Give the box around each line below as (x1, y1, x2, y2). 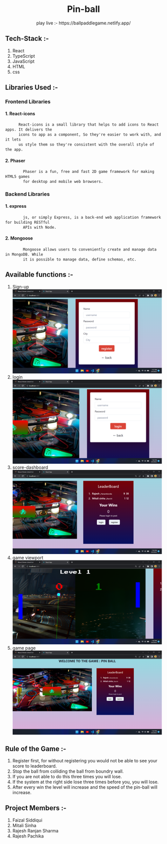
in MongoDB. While (5, 252, 43, 257)
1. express (5, 203, 26, 209)
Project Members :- (5, 804, 67, 813)
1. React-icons (5, 111, 36, 117)
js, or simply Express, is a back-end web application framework (23, 215, 162, 220)
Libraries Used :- (5, 83, 58, 92)
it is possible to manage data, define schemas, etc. (23, 257, 137, 262)
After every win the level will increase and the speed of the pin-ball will (12, 784, 158, 790)
